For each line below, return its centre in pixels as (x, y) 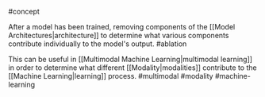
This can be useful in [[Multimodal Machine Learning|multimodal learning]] (130, 59)
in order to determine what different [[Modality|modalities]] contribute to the (132, 68)
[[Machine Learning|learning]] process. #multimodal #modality (111, 76)
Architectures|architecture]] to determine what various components (119, 35)
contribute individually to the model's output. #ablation (98, 44)
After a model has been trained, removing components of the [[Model (122, 27)
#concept (24, 12)
